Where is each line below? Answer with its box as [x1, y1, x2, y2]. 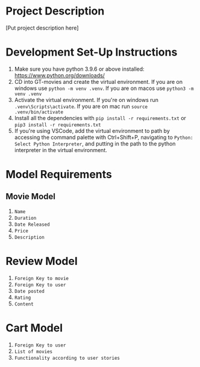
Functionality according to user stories [14, 355, 120, 361]
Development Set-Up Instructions [5, 45, 178, 59]
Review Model [5, 255, 78, 268]
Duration [14, 215, 37, 221]
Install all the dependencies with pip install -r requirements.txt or [14, 114, 186, 121]
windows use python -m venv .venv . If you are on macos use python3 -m [14, 85, 194, 92]
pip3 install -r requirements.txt [14, 122, 101, 128]
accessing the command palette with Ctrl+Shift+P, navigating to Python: [14, 133, 193, 141]
